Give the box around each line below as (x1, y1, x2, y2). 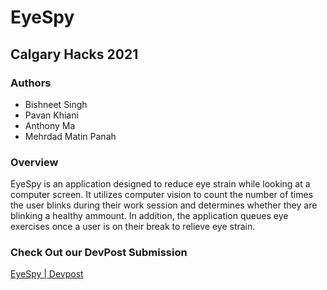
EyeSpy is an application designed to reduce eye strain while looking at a (10, 178, 311, 190)
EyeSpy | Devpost (10, 268, 84, 280)
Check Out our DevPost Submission (10, 246, 188, 260)
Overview (10, 155, 59, 169)
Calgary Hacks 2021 (10, 46, 139, 63)
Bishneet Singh (24, 98, 88, 110)
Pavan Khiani (24, 109, 79, 121)
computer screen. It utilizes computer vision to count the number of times (10, 189, 314, 201)
